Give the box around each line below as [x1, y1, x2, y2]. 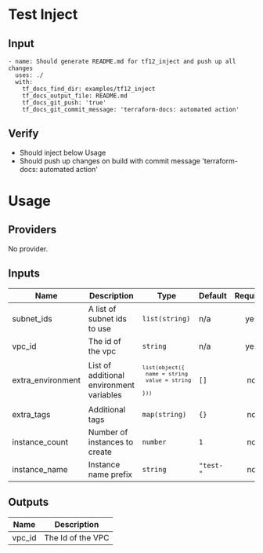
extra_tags [12, 408, 51, 419]
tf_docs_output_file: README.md [22, 92, 128, 100]
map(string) [142, 410, 187, 419]
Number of [88, 427, 128, 438]
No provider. [8, 244, 49, 253]
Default [198, 290, 227, 301]
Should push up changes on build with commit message [19, 156, 201, 166]
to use [88, 323, 112, 334]
